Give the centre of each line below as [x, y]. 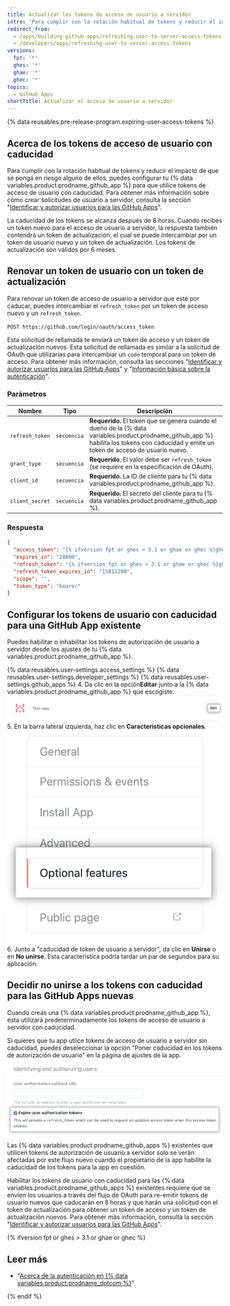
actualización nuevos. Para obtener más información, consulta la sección [110, 1217]
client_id [24, 481]
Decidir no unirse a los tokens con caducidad [105, 985]
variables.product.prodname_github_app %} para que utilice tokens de [106, 185]
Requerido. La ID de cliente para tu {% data [151, 477]
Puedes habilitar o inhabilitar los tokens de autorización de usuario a [103, 642]
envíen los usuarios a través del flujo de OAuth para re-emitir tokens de [107, 1195]
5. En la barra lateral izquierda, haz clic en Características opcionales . [107, 726]
